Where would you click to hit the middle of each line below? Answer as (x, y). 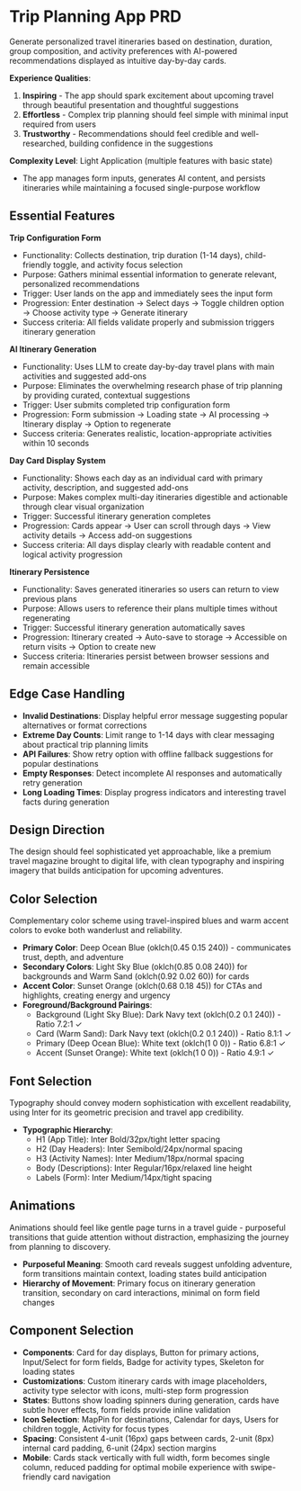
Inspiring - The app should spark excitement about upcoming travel (148, 95)
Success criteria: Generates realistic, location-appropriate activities (147, 433)
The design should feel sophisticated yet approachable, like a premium (140, 851)
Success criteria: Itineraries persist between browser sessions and (146, 656)
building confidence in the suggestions (141, 143)
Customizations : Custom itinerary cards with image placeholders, (145, 1381)
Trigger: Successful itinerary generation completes (116, 516)
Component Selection (72, 1330)
